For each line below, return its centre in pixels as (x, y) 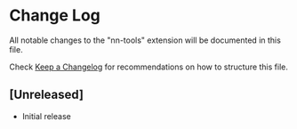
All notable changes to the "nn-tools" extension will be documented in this (145, 40)
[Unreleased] (47, 95)
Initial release (46, 116)
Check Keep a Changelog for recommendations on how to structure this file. (149, 67)
